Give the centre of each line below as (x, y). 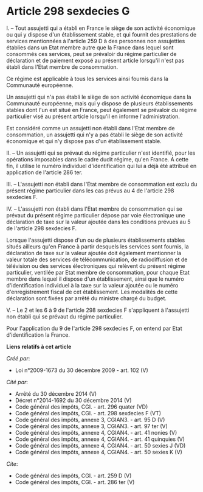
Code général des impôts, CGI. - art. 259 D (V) (73, 476)
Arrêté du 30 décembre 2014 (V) (56, 393)
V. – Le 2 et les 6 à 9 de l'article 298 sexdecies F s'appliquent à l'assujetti (98, 310)
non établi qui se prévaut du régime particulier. (65, 316)
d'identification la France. (38, 335)
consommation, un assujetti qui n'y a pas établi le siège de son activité (95, 135)
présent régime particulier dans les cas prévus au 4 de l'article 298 (90, 191)
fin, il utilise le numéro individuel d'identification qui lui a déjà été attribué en (101, 166)
